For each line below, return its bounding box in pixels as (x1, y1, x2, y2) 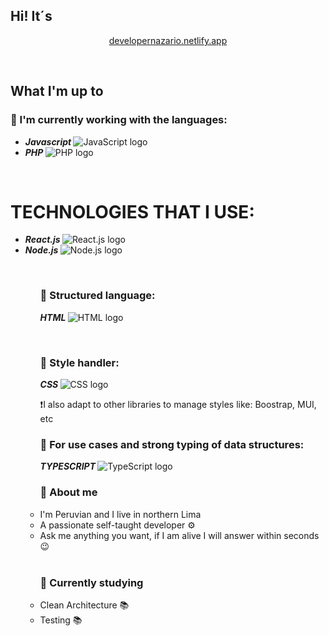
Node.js (24, 244, 59, 256)
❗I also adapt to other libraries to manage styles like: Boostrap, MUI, (39, 399, 317, 411)
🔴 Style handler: (39, 355, 120, 369)
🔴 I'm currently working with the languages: (10, 113, 228, 127)
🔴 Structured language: (39, 289, 156, 303)
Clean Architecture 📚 (39, 599, 130, 611)
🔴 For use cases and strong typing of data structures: (39, 437, 305, 451)
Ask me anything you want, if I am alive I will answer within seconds (39, 529, 320, 541)
